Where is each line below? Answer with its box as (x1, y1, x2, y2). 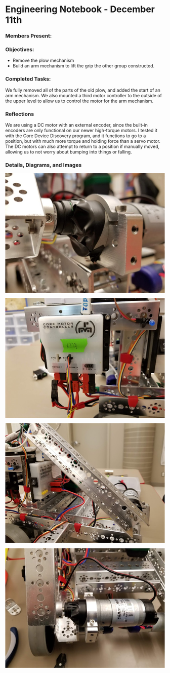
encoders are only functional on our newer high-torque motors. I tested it (5, 128, 158, 133)
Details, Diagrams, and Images (5, 161, 82, 168)
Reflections (5, 110, 34, 117)
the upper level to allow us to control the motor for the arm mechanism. (5, 98, 153, 104)
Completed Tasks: (5, 75, 51, 83)
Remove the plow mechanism (12, 57, 74, 64)
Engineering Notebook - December (5, 4, 155, 15)
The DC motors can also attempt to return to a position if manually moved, (5, 143, 160, 149)
